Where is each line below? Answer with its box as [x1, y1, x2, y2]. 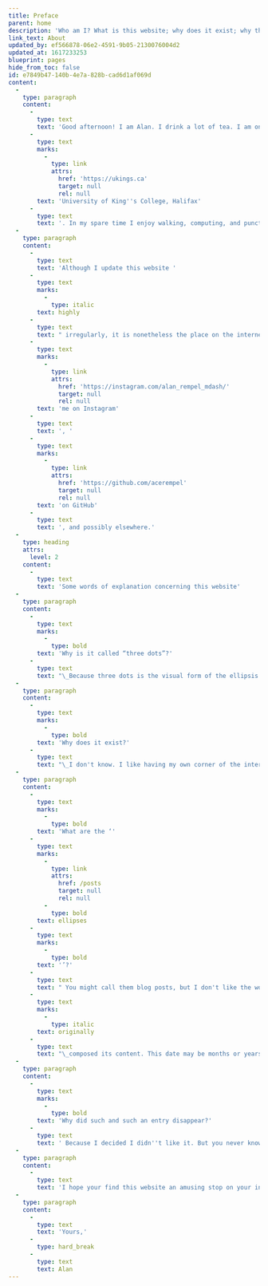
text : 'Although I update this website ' [37, 264, 177, 272]
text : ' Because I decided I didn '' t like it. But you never [37, 1138, 245, 1147]
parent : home [8, 19, 52, 27]
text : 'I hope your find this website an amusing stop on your [37, 1184, 251, 1192]
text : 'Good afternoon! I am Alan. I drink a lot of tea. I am [37, 123, 251, 131]
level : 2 [29, 553, 59, 561]
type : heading [22, 538, 69, 546]
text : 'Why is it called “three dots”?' [37, 649, 173, 658]
